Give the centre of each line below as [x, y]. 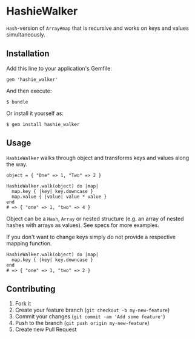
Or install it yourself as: [35, 113]
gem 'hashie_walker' [32, 79]
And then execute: [29, 91]
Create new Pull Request [46, 329]
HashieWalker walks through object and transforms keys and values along [98, 158]
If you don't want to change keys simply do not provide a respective [91, 237]
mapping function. [29, 243]
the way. [17, 164]
